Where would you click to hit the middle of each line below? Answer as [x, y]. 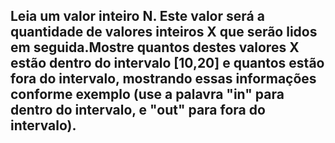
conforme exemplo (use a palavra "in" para [147, 94]
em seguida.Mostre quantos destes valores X [155, 47]
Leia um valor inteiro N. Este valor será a [137, 16]
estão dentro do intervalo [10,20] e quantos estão [167, 63]
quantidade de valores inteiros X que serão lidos [164, 32]
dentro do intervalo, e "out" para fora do [138, 110]
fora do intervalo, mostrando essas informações [163, 79]
